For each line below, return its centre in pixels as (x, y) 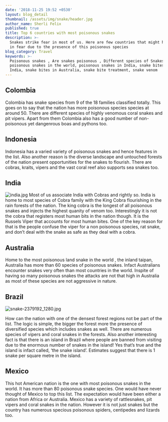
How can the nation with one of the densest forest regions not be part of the (84, 319)
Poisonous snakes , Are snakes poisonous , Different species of (79, 61)
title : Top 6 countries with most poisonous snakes (60, 33)
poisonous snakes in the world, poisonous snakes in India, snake (80, 65)
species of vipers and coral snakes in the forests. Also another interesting (81, 335)
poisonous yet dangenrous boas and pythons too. (56, 123)
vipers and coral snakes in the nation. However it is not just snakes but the (82, 405)
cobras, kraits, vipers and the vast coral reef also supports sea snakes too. (82, 167)
